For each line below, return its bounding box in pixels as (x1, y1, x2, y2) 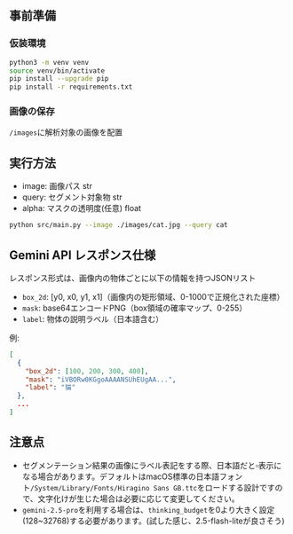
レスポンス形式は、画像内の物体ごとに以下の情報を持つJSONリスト (9, 272, 256, 283)
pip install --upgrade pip (9, 75, 109, 83)
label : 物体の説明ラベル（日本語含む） (21, 313, 164, 324)
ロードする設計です (204, 482, 275, 492)
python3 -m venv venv (9, 58, 90, 67)
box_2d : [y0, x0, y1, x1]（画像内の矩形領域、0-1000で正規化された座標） (21, 291, 285, 302)
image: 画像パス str (21, 181, 93, 192)
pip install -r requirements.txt (9, 82, 133, 91)
